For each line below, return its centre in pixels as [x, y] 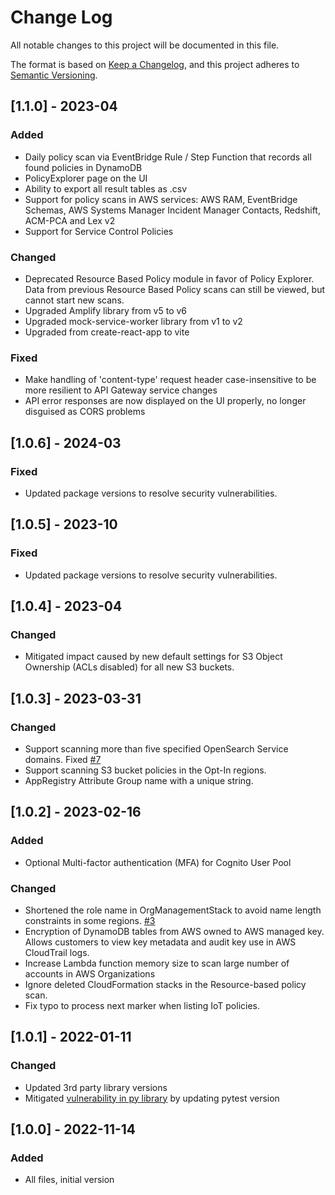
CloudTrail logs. [57, 952]
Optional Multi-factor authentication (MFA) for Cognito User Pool [158, 862]
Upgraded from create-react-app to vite [107, 332]
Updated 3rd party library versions [96, 1087]
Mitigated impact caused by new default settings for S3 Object [153, 657]
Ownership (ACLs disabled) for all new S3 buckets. [129, 667]
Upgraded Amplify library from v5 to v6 [106, 310]
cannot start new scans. [74, 300]
